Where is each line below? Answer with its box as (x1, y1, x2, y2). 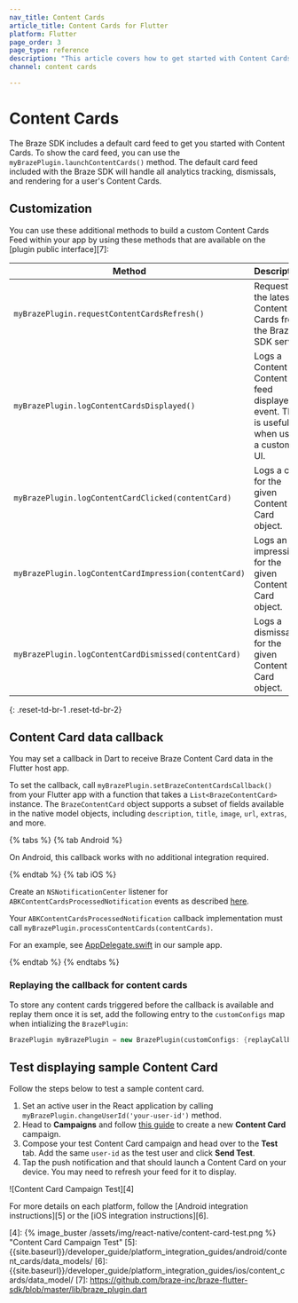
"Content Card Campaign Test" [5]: (9, 1237, 137, 1248)
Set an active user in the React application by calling (21, 1101, 214, 1111)
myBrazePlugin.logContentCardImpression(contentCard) (13, 568, 246, 578)
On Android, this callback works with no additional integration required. (9, 852, 269, 863)
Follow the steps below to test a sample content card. (9, 1084, 205, 1094)
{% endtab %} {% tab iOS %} (9, 869, 117, 880)
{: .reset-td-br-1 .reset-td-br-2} (9, 704, 122, 715)
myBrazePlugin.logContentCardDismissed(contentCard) (13, 649, 241, 659)
